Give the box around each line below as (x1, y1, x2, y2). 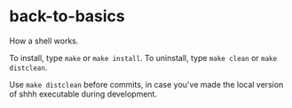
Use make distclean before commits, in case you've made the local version (9, 79, 284, 89)
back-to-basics (9, 6, 126, 27)
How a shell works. (9, 35, 79, 46)
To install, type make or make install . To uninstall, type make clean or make (9, 52, 278, 63)
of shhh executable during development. (9, 89, 158, 99)
